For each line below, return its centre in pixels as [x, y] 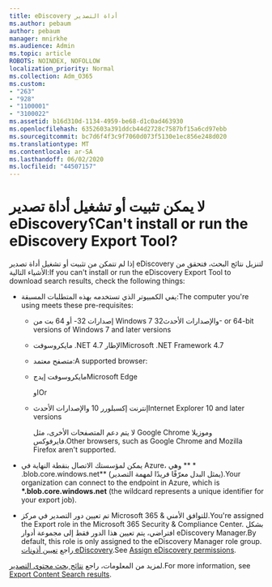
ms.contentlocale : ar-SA [51, 152]
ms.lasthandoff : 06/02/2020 [57, 159]
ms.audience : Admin [42, 46]
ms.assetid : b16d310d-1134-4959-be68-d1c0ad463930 [96, 122]
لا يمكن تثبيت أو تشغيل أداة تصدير [107, 207]
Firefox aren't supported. [74, 450]
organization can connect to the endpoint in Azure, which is [120, 482]
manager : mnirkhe [38, 39]
